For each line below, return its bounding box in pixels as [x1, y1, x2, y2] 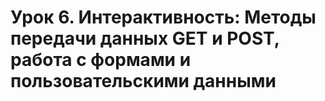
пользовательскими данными [10, 70, 277, 93]
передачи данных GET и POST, [10, 27, 280, 50]
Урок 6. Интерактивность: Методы [10, 6, 317, 29]
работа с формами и [10, 49, 192, 71]
